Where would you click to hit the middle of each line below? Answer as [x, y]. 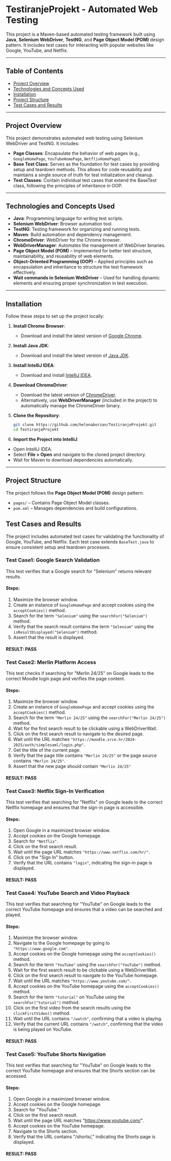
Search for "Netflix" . [36, 841]
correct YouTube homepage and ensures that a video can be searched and [84, 910]
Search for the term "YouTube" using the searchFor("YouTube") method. [87, 965]
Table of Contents [35, 71]
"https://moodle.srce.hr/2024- [104, 740]
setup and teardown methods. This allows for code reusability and [82, 169]
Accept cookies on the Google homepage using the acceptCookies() [84, 954]
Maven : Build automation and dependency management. [73, 235]
